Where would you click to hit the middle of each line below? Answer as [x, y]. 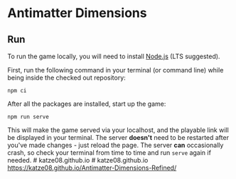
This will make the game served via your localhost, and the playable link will [118, 130]
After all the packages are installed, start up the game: [87, 104]
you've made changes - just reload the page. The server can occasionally [116, 145]
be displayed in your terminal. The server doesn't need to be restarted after [118, 137]
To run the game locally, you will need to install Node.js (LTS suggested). [114, 56]
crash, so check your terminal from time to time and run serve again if [109, 153]
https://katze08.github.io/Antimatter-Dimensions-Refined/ [92, 168]
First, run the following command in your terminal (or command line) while [116, 70]
